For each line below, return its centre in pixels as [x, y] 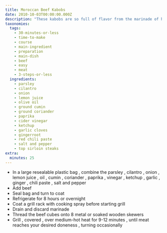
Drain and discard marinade [41, 209]
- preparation [29, 51]
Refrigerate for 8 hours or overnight [49, 198]
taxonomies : [17, 24]
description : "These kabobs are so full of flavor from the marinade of [82, 19]
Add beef [22, 188]
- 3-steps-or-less [33, 75]
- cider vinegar [31, 121]
